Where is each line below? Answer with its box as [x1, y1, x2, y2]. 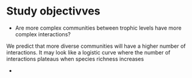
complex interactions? [15, 30, 71, 37]
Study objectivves [6, 4, 101, 18]
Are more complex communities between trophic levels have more [15, 24, 182, 31]
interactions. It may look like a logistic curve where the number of [6, 48, 171, 56]
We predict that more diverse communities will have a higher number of [6, 42, 186, 50]
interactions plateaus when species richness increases [6, 55, 144, 62]
